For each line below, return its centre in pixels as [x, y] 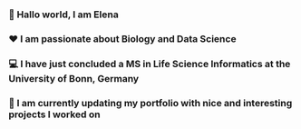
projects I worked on [54, 114]
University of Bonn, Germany [74, 78]
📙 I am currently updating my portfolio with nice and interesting [150, 103]
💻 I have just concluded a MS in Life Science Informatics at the [150, 64]
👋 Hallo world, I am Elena [63, 15]
